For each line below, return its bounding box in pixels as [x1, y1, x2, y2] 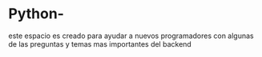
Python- [8, 5, 64, 23]
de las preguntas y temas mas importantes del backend [8, 39, 192, 48]
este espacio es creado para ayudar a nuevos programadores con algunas [8, 31, 254, 40]
